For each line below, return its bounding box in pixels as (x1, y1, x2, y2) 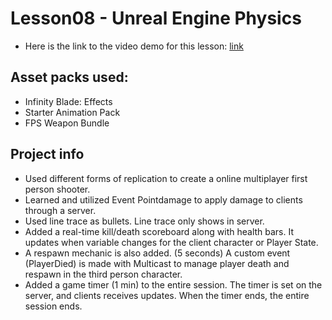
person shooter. (24, 183, 91, 195)
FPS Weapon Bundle (24, 117, 110, 129)
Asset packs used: (10, 69, 129, 86)
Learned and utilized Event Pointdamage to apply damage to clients (24, 193, 303, 206)
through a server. (24, 204, 97, 216)
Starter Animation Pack (24, 106, 121, 118)
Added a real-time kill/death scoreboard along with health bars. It (24, 225, 295, 237)
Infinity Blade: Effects (24, 95, 113, 107)
